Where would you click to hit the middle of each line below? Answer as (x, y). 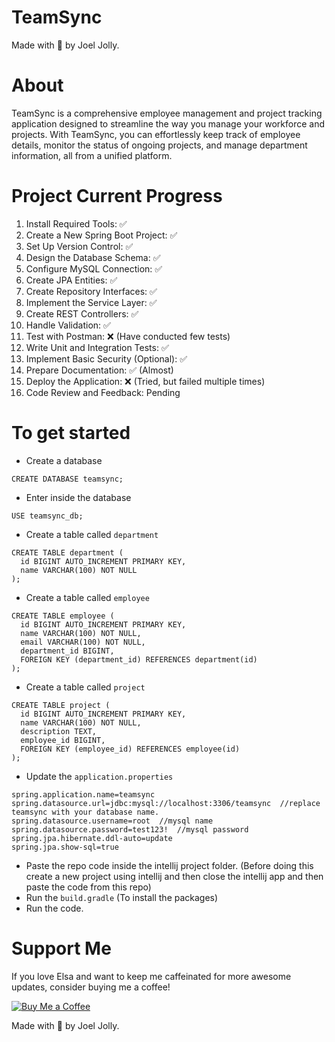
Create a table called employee (87, 597)
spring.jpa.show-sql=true (65, 847)
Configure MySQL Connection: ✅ (94, 268)
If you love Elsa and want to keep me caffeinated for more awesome (151, 976)
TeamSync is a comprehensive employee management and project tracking (167, 113)
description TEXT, (59, 731)
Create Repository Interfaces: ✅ (91, 291)
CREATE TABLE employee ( (63, 616)
